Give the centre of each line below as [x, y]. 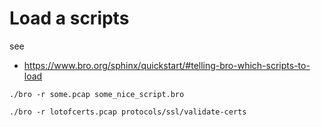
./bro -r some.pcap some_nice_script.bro [97, 94]
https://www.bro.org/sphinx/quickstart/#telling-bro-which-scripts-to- [167, 65]
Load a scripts [69, 18]
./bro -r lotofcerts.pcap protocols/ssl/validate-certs [128, 112]
